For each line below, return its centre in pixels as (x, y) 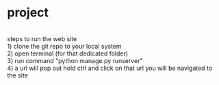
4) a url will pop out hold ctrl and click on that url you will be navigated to (110, 68)
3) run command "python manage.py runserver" (75, 60)
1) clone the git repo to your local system (64, 46)
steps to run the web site (42, 38)
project (28, 13)
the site (18, 75)
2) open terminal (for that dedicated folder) (68, 53)
